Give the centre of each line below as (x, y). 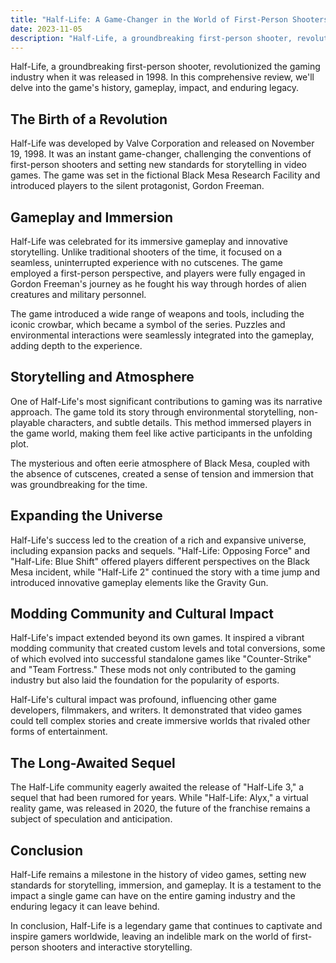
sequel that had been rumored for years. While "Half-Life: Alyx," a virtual (159, 798)
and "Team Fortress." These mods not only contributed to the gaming (153, 670)
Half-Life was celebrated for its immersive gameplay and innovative (149, 241)
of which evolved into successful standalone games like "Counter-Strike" (161, 659)
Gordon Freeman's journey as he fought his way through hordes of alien (158, 284)
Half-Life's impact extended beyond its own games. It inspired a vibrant (157, 638)
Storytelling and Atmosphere (102, 377)
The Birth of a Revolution (89, 119)
